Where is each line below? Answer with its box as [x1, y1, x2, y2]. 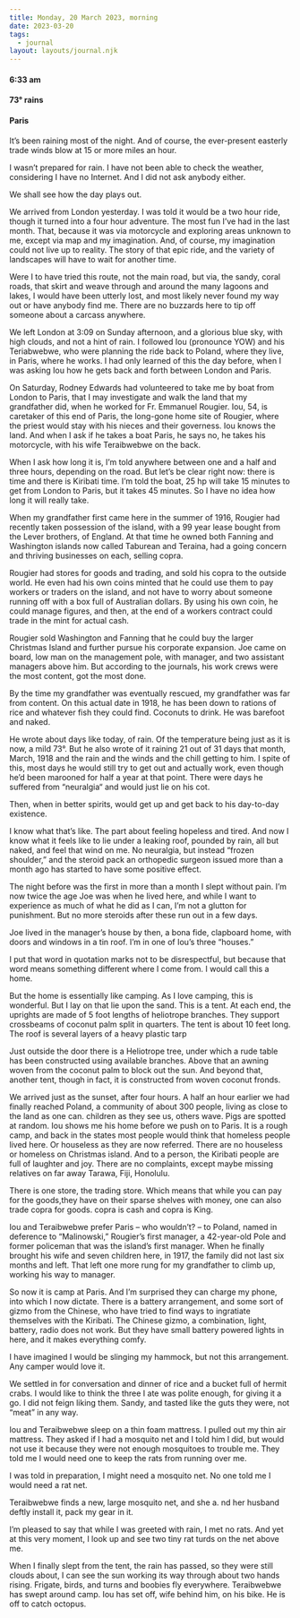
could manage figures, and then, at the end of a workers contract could [9, 606, 273, 616]
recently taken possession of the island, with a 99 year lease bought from [9, 521, 280, 532]
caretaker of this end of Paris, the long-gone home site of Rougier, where [9, 410, 279, 421]
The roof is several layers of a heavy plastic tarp [9, 1028, 187, 1039]
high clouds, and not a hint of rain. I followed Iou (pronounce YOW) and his [9, 336, 285, 347]
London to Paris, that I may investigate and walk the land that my [9, 392, 248, 402]
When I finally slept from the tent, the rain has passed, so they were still [9, 1560, 273, 1571]
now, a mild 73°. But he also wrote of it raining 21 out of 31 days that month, [9, 743, 287, 753]
